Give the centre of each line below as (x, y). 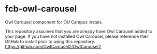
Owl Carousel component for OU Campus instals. (54, 22)
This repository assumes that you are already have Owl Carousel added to (79, 31)
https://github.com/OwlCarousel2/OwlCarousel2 (53, 46)
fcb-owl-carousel (41, 9)
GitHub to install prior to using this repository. (50, 41)
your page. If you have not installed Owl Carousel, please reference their (77, 36)
